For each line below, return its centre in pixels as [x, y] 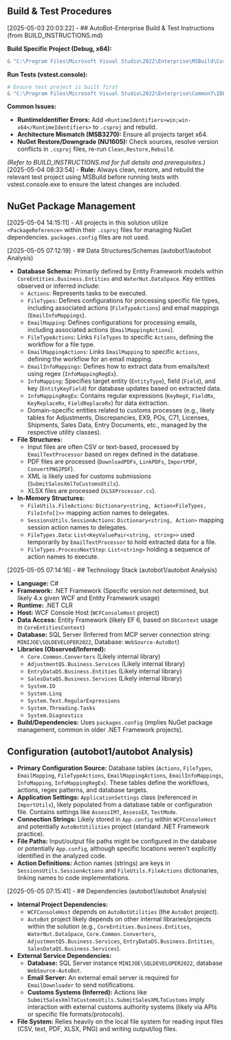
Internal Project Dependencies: [63, 904]
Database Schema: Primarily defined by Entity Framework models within [120, 271]
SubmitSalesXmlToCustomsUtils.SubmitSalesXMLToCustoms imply [116, 1000]
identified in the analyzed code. [62, 856]
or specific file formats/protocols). [76, 1015]
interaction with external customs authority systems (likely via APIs [122, 1007]
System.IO [42, 687]
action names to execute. [63, 557]
